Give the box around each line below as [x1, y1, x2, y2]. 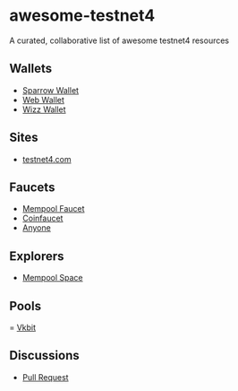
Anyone [21, 222, 51, 233]
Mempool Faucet [21, 204, 85, 214]
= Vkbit [9, 322, 37, 333]
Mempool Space [21, 273, 83, 283]
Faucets [9, 179, 55, 195]
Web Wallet [21, 94, 65, 105]
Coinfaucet [21, 213, 64, 224]
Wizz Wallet [21, 104, 66, 115]
